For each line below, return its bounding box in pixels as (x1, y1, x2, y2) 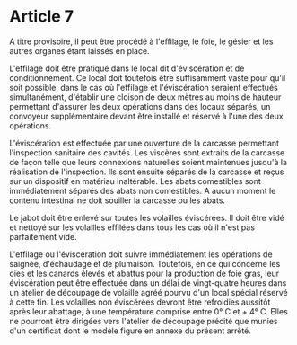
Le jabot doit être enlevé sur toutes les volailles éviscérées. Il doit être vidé (9, 212, 284, 223)
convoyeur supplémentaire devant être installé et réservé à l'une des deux (9, 111, 284, 121)
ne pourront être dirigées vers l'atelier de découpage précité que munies (9, 315, 278, 326)
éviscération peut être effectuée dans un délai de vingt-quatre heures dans (9, 277, 287, 288)
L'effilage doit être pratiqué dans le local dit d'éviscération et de (9, 63, 245, 74)
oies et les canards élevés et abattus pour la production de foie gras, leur (9, 268, 280, 279)
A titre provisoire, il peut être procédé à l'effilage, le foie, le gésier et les (9, 36, 274, 47)
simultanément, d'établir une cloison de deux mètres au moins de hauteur (9, 92, 282, 102)
